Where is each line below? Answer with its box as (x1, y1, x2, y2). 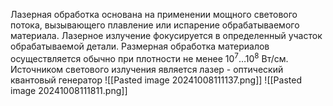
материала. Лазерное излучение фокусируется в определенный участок (10, 30, 323, 41)
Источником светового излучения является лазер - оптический (10, 63, 284, 75)
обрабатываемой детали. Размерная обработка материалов (10, 40, 270, 52)
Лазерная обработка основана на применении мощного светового (10, 9, 298, 20)
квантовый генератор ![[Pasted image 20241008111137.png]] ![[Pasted (10, 74, 302, 86)
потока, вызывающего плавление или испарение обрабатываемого (10, 19, 300, 31)
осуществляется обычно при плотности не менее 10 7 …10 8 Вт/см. (10, 51, 289, 64)
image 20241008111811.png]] (10, 84, 128, 96)
